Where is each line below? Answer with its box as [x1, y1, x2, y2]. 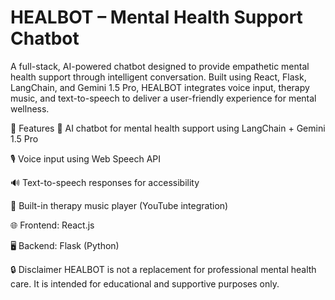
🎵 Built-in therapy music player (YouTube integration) [10, 199, 229, 211]
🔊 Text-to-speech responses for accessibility [10, 176, 200, 188]
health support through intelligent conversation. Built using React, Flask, [10, 71, 307, 83]
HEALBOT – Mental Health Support [10, 6, 303, 29]
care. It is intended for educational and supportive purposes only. [10, 277, 280, 290]
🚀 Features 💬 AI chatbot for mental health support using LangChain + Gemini [10, 122, 326, 134]
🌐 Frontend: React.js [10, 219, 95, 231]
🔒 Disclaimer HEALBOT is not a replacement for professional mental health [10, 263, 317, 275]
